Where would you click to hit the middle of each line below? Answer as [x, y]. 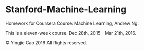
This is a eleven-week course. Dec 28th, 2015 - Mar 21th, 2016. [71, 33]
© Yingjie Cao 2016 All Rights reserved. [46, 43]
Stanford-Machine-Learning [66, 9]
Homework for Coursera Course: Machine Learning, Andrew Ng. [72, 23]
